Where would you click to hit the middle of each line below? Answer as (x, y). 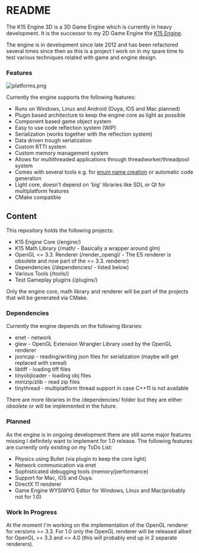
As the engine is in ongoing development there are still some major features (99, 435)
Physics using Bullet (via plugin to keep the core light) (80, 458)
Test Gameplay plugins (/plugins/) (56, 280)
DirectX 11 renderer (38, 484)
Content (22, 216)
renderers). (20, 544)
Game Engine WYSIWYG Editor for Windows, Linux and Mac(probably (100, 490)
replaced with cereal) (41, 363)
